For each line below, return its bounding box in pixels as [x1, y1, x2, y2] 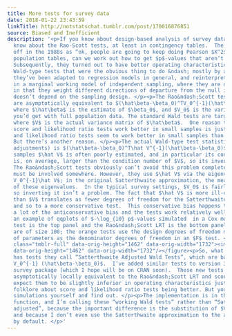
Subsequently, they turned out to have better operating [13, 61, 181, 68]
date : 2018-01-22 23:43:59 [7, 17, 85, 23]
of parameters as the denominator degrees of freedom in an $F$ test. [13, 235, 221, 241]
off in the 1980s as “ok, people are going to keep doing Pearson [13, 49, 209, 56]
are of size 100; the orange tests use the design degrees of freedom [13, 228, 221, 235]
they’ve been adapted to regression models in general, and [13, 74, 190, 81]
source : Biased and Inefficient [7, 29, 100, 37]
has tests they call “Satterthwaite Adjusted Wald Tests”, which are [13, 254, 217, 261]
